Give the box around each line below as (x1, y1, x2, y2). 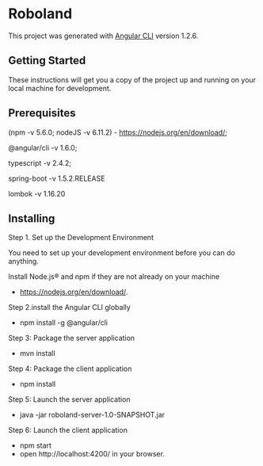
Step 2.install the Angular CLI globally (8, 303, 131, 312)
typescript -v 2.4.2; (8, 158, 71, 167)
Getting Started (8, 54, 86, 67)
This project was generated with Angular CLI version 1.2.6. (8, 31, 199, 40)
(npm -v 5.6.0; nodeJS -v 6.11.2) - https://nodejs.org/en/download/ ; (8, 128, 228, 137)
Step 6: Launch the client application (8, 426, 128, 435)
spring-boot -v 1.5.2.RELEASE (8, 174, 105, 183)
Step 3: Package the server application (8, 334, 135, 343)
